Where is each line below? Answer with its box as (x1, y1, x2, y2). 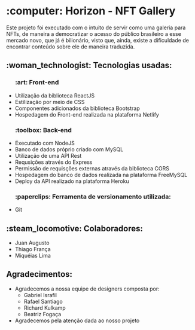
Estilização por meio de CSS (14, 98, 85, 105)
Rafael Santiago (23, 298, 63, 305)
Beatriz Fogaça (23, 310, 62, 317)
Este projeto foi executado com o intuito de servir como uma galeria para (6, 24, 186, 31)
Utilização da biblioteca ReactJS (14, 91, 95, 99)
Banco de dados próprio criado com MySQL (14, 145, 124, 153)
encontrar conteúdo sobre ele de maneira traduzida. (6, 43, 135, 50)
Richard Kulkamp (23, 304, 66, 311)
